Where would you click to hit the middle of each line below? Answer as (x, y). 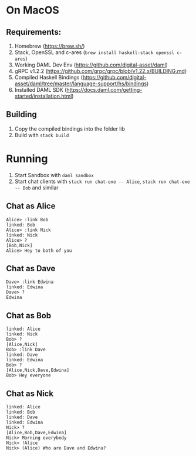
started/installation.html (43, 96)
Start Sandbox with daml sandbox (54, 175)
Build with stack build (42, 135)
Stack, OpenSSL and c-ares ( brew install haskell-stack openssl (94, 52)
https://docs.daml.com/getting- (104, 90)
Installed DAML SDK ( (40, 90)
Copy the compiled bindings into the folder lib (70, 129)
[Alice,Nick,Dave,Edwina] (38, 370)
